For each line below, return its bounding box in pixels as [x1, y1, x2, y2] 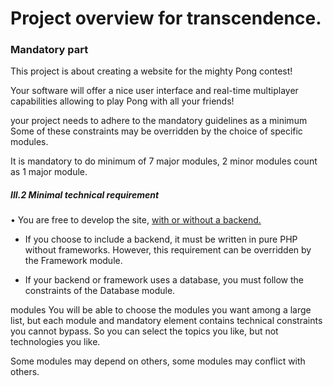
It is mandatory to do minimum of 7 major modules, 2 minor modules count [10, 155, 318, 167]
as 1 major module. [10, 166, 88, 178]
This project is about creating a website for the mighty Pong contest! [10, 65, 293, 77]
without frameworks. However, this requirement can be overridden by [24, 244, 312, 256]
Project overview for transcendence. [10, 7, 322, 30]
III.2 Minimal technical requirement [10, 189, 160, 201]
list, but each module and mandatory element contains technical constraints [10, 315, 323, 327]
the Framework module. [24, 255, 123, 267]
